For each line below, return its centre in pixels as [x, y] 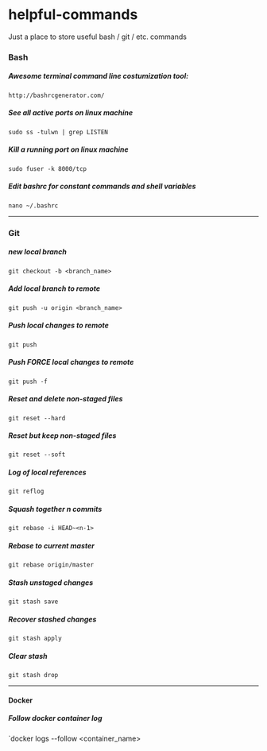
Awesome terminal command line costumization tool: [99, 76]
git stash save [33, 602]
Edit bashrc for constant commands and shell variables [102, 186]
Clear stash [28, 656]
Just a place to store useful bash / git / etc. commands [97, 37]
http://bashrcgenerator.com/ [56, 95]
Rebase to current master [52, 546]
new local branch [38, 252]
